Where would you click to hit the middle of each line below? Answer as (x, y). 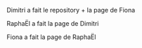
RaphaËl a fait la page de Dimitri (53, 23)
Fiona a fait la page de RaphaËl (51, 37)
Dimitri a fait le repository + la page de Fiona (71, 10)
